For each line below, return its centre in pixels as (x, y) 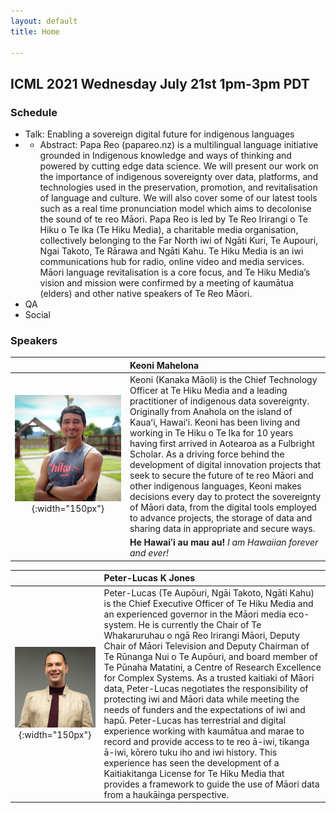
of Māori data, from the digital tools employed (223, 507)
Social (37, 315)
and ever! (149, 553)
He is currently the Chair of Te (200, 624)
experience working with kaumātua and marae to (204, 731)
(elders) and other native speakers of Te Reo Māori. (146, 294)
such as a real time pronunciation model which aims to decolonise (175, 209)
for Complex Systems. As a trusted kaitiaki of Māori (209, 677)
